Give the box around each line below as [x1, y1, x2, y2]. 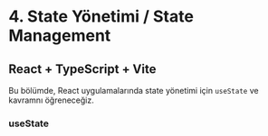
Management [8, 25, 111, 46]
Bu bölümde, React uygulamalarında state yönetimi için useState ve [8, 86, 259, 95]
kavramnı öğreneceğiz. [8, 95, 94, 105]
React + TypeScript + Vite [8, 61, 157, 77]
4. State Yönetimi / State [8, 6, 194, 27]
